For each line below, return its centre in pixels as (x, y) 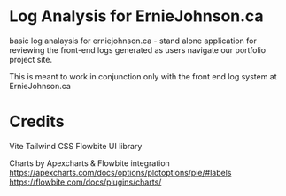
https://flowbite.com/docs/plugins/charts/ (85, 182)
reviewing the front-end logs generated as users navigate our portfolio (138, 49)
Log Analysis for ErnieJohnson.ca (136, 16)
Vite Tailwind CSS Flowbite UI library (76, 146)
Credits (37, 122)
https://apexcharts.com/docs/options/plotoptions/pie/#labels (120, 172)
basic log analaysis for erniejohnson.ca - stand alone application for (133, 41)
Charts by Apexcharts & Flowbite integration (89, 163)
